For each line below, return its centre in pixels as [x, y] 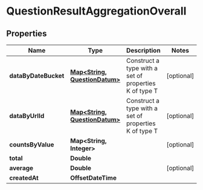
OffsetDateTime [93, 178]
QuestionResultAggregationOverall [96, 11]
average [21, 168]
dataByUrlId [27, 116]
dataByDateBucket [37, 76]
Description [143, 51]
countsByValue [32, 145]
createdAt [24, 178]
